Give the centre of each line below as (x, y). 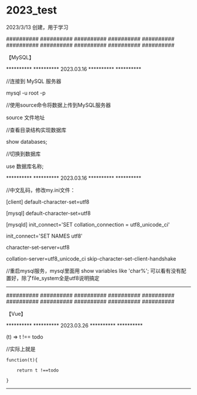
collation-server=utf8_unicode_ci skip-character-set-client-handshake (91, 258)
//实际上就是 (21, 349)
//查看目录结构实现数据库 (36, 130)
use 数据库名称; (25, 166)
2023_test (32, 10)
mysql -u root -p (26, 93)
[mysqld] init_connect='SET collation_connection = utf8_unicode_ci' (88, 224)
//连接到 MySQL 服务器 (34, 81)
